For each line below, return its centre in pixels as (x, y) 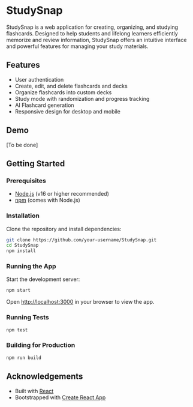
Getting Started (36, 164)
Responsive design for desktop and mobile (68, 111)
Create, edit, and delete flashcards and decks (71, 86)
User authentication (39, 79)
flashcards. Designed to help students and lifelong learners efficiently (92, 33)
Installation (23, 216)
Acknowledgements (45, 377)
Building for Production (41, 345)
